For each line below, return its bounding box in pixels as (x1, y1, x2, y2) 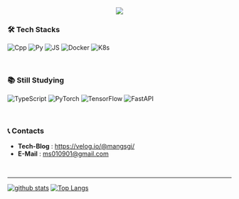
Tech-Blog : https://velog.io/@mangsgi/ (17, 141, 135, 150)
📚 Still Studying (7, 75, 65, 85)
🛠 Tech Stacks (7, 24, 60, 34)
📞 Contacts (7, 126, 45, 136)
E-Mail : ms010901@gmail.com (17, 149, 109, 158)
